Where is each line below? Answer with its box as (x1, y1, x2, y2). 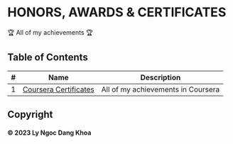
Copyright (7, 109, 53, 121)
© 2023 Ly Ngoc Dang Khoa (7, 128, 92, 137)
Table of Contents (7, 51, 89, 64)
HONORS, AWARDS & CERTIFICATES (7, 4, 227, 21)
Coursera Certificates (22, 84, 94, 94)
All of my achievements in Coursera (101, 84, 220, 94)
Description (140, 72, 181, 82)
